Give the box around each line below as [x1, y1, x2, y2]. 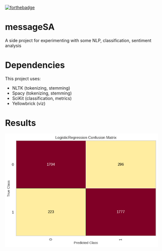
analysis [5, 43, 22, 48]
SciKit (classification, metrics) [12, 95, 72, 101]
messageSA [5, 22, 55, 32]
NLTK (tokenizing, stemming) [12, 85, 70, 91]
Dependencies [5, 60, 65, 71]
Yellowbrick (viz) [12, 100, 46, 106]
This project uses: [5, 76, 41, 81]
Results [5, 118, 36, 128]
